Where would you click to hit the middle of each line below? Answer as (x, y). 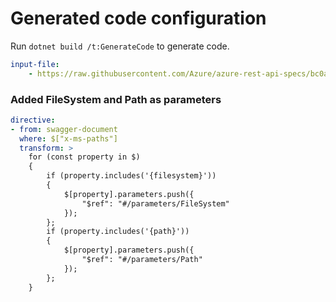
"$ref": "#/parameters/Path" (142, 260)
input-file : (35, 64)
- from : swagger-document (64, 129)
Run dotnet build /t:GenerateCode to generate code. (120, 46)
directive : (33, 120)
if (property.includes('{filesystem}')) (131, 176)
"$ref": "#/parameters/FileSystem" (155, 203)
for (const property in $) (84, 157)
